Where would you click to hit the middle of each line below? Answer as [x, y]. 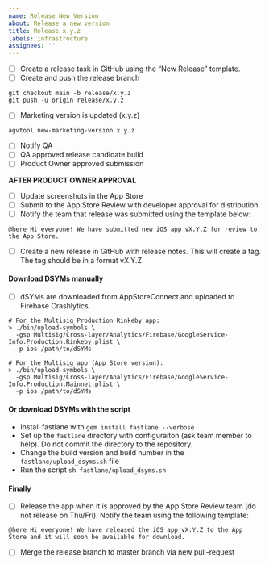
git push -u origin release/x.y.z [66, 100]
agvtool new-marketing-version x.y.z [72, 131]
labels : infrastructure [48, 38]
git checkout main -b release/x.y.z [70, 94]
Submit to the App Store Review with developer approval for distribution [139, 205]
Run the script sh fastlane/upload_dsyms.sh [93, 470]
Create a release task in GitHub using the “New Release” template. [130, 69]
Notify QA [36, 145]
